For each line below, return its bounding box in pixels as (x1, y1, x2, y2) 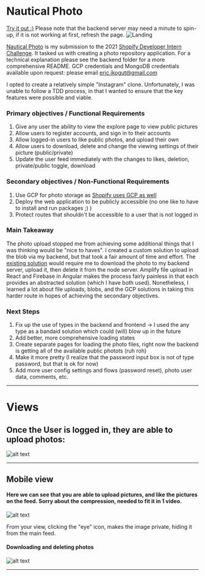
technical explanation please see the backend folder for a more (6, 56, 165, 63)
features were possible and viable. (6, 94, 93, 101)
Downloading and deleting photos (6, 544, 94, 551)
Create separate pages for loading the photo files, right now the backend (15, 341, 199, 348)
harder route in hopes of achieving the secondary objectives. (6, 292, 160, 299)
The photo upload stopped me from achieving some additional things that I (6, 240, 194, 247)
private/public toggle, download (15, 162, 96, 170)
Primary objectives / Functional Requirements (6, 109, 145, 118)
